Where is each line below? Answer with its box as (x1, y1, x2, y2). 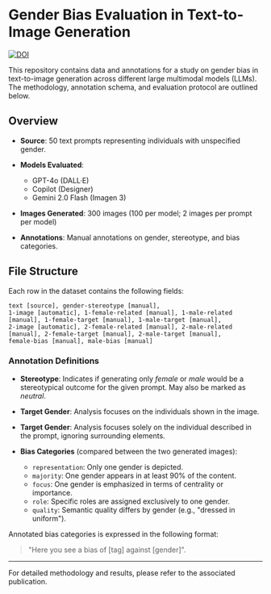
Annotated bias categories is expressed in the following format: (8, 529, 219, 538)
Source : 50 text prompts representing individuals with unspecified (19, 136, 240, 145)
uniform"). (31, 513, 67, 523)
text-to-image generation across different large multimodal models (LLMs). (8, 73, 257, 83)
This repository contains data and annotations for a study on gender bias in (8, 65, 259, 74)
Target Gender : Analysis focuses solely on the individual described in (19, 422, 252, 432)
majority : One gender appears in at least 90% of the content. (31, 471, 236, 480)
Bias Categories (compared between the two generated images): (19, 446, 238, 456)
